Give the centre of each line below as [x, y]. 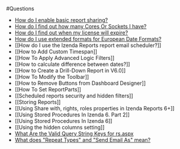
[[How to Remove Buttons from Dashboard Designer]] [80, 83]
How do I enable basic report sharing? [61, 20]
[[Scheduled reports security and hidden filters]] [74, 96]
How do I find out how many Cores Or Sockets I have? [81, 26]
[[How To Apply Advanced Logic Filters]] [65, 58]
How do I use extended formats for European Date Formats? [88, 39]
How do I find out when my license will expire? [71, 33]
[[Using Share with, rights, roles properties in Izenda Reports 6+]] [94, 108]
